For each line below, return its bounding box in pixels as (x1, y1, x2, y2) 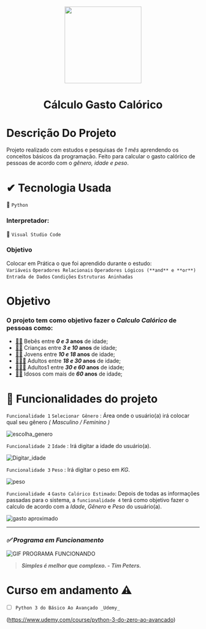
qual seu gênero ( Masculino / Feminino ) (6, 419, 110, 426)
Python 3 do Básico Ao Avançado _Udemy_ (15, 604, 120, 611)
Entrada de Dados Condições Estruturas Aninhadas (6, 274, 134, 280)
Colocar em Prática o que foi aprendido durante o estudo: (6, 260, 152, 267)
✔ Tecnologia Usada (6, 181, 112, 195)
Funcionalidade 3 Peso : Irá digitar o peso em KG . (6, 466, 131, 474)
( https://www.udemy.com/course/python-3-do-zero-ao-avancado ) (6, 615, 176, 623)
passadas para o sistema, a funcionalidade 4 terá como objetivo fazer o (6, 496, 189, 504)
